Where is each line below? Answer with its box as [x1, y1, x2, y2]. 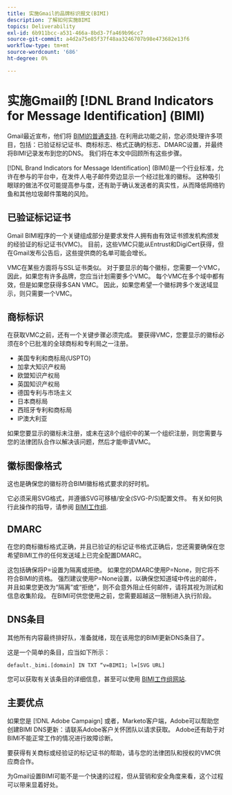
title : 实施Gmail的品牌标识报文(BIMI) [7, 10, 109, 17]
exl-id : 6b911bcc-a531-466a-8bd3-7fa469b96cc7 [7, 29, 144, 37]
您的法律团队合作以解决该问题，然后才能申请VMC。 [7, 438, 155, 446]
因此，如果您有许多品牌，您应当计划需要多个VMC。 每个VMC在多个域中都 [7, 272, 219, 280]
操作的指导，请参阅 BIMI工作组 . [19, 503, 108, 511]
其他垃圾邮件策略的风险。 [19, 189, 92, 197]
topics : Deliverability [7, 23, 76, 30]
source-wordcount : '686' [7, 49, 79, 56]
